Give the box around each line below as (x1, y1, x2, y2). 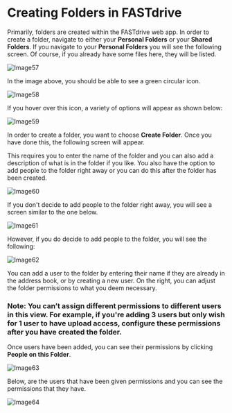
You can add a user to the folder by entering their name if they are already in (7, 269, 225, 277)
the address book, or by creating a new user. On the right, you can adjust (7, 276, 216, 285)
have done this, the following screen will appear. (7, 137, 145, 146)
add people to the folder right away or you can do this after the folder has (7, 166, 217, 174)
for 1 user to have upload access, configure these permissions (7, 318, 221, 328)
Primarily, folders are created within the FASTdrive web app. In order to (7, 28, 210, 36)
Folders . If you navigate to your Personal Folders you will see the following (7, 42, 222, 51)
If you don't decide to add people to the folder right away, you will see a (7, 200, 213, 209)
